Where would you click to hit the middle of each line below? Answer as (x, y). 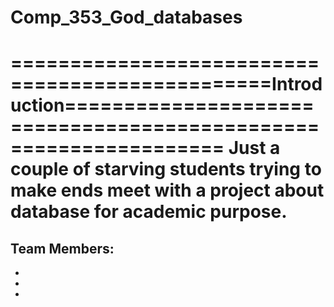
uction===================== (162, 105)
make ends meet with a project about (167, 190)
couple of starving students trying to (166, 169)
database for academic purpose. (149, 212)
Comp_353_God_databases (126, 17)
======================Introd (166, 84)
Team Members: (62, 248)
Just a (254, 148)
